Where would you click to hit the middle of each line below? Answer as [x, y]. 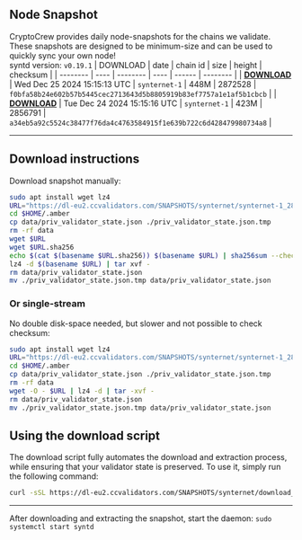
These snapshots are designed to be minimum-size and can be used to [141, 46]
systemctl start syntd [52, 527]
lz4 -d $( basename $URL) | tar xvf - [80, 264]
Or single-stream [47, 304]
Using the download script [84, 435]
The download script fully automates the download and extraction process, [148, 457]
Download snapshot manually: [65, 181]
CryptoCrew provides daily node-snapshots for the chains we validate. [140, 36]
